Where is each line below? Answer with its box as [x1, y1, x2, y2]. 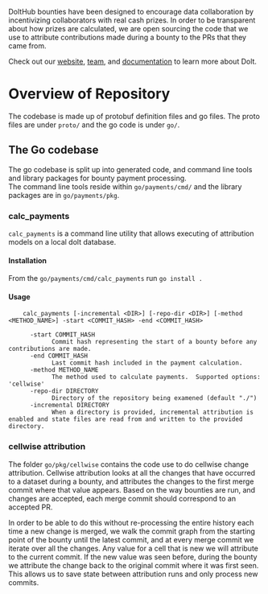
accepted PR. [8, 502, 53, 512]
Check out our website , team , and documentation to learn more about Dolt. [8, 56, 258, 66]
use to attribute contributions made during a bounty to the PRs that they [8, 32, 247, 42]
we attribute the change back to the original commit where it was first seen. [8, 560, 259, 570]
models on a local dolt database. [8, 237, 117, 247]
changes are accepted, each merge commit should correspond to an [8, 493, 236, 503]
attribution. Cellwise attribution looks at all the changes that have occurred [8, 468, 256, 477]
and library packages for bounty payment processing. [8, 173, 187, 183]
